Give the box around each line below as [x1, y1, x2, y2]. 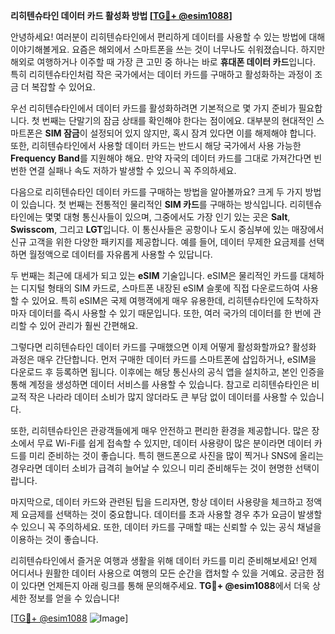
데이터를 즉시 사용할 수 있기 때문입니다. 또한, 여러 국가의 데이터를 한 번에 [28, 307, 312, 319]
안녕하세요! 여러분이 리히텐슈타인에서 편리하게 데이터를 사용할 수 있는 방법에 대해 [10, 31, 326, 43]
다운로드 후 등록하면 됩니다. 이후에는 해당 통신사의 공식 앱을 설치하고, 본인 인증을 [10, 366, 325, 378]
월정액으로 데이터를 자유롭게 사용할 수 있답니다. [28, 249, 213, 260]
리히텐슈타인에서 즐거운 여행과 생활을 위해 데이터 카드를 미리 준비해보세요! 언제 [10, 555, 318, 566]
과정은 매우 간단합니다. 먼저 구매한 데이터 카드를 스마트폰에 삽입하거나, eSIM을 [10, 354, 317, 365]
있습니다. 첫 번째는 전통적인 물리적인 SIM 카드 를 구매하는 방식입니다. [20, 199, 288, 210]
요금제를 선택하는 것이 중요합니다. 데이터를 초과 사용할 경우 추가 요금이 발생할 [20, 509, 323, 520]
